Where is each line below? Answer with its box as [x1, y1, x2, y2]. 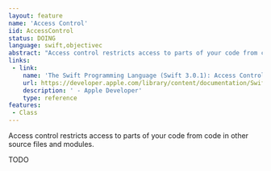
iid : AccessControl [8, 26, 74, 35]
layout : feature [8, 11, 63, 20]
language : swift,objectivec [8, 42, 103, 50]
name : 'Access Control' [8, 19, 89, 27]
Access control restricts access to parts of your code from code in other [8, 131, 248, 140]
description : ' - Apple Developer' [23, 86, 143, 95]
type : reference [23, 94, 78, 102]
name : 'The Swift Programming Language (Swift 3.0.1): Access [23, 71, 236, 79]
